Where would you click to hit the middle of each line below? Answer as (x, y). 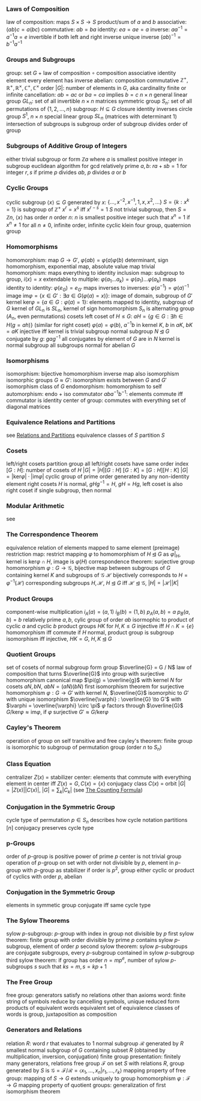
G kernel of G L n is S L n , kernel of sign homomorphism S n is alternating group (100, 309)
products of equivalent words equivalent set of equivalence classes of (93, 1008)
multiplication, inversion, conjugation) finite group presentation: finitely (94, 1056)
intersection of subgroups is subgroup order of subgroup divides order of (97, 124)
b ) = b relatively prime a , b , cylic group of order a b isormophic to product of (100, 620)
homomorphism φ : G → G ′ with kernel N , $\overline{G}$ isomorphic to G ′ (97, 693)
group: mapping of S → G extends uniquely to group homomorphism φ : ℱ (98, 1078)
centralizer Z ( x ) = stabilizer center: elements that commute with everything (99, 777)
